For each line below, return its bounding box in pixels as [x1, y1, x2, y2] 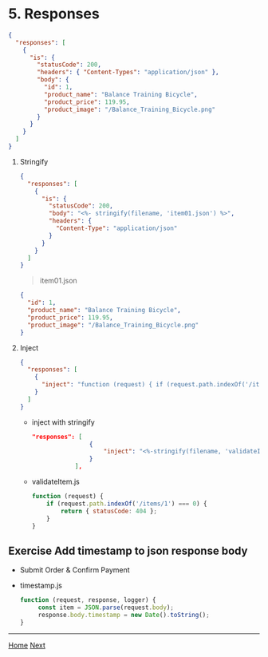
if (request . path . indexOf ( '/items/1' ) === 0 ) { [46, 500, 207, 508]
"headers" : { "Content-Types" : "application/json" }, [37, 69, 219, 77]
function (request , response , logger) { [19, 596, 156, 604]
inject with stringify [31, 417, 96, 427]
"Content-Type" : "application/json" [55, 224, 178, 232]
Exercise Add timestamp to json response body [8, 544, 248, 557]
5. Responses [8, 5, 100, 23]
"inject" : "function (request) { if [41, 381, 164, 389]
